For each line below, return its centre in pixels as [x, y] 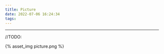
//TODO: [13, 37]
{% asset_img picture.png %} [35, 46]
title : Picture [20, 9]
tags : [10, 18]
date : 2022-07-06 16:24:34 [32, 14]
